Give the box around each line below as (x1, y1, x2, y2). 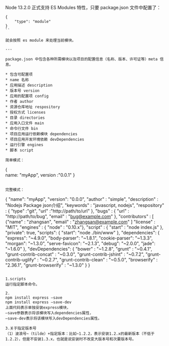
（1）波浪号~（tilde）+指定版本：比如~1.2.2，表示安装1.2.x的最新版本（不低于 (5, 331, 155, 336)
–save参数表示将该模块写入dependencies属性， (5, 310, 94, 315)
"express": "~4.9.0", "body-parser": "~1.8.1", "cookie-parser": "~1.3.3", (5, 235, 153, 241)
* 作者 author (5, 99, 34, 104)
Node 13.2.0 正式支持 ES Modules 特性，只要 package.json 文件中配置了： (5, 5, 161, 10)
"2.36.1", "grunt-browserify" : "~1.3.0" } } (5, 262, 91, 268)
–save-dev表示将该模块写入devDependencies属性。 (5, 316, 102, 321)
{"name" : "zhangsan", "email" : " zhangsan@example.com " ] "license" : (5, 219, 156, 225)
